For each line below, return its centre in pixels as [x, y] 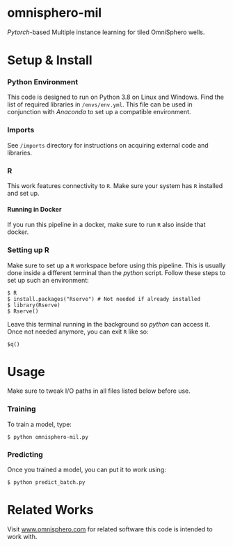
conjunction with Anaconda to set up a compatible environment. [99, 112]
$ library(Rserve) [34, 305]
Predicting [25, 454]
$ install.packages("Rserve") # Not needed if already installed [104, 299]
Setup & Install [50, 60]
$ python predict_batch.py [46, 483]
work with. [22, 536]
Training [22, 409]
